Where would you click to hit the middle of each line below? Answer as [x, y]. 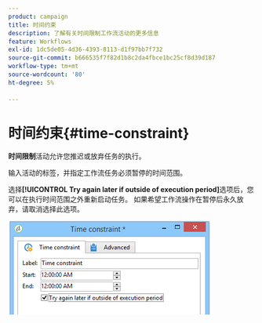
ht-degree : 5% [31, 82]
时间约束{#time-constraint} [99, 133]
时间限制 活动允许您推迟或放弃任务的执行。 [77, 156]
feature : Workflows [40, 42]
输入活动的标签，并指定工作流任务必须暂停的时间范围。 [97, 173]
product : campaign [38, 16]
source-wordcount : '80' [47, 74]
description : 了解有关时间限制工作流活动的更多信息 [84, 33]
